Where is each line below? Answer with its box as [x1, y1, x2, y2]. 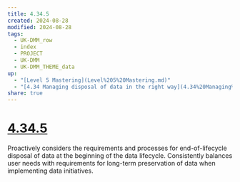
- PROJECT [14, 50, 43, 58]
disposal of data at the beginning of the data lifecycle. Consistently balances [7, 151, 233, 160]
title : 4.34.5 [7, 10, 50, 18]
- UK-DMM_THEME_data [14, 63, 75, 70]
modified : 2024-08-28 [7, 23, 72, 31]
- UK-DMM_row [14, 37, 53, 44]
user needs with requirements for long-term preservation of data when [7, 159, 216, 168]
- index [14, 43, 37, 50]
